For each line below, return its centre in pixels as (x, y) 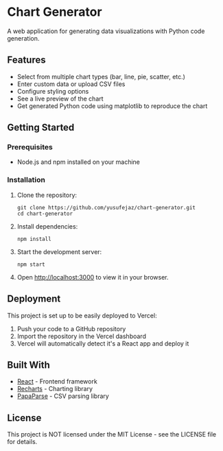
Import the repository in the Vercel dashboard (81, 336)
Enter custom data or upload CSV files (71, 84)
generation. (23, 38)
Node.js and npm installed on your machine (79, 162)
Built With (28, 365)
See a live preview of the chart (60, 98)
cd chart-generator (45, 213)
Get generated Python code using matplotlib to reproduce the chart (112, 106)
